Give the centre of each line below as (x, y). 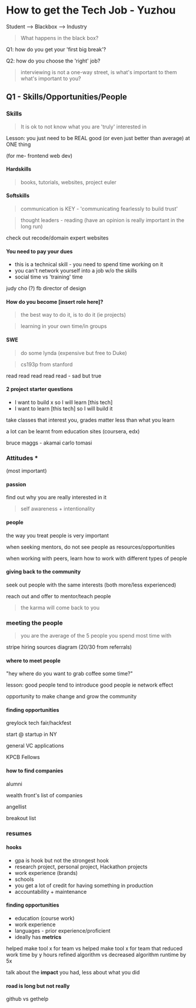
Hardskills (19, 169)
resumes (19, 833)
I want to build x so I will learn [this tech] (64, 402)
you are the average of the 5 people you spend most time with (96, 636)
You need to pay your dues (39, 251)
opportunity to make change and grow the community (72, 697)
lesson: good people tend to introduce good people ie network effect (90, 685)
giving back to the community (44, 572)
